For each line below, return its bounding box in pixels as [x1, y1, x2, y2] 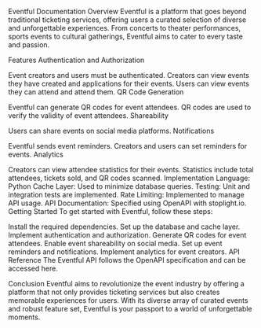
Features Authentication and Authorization [8, 55, 145, 64]
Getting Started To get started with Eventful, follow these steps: [8, 207, 213, 216]
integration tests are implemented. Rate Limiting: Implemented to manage [8, 190, 245, 199]
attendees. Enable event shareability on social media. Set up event [8, 239, 223, 248]
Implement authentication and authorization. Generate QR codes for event [8, 230, 247, 239]
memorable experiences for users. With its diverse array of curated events [8, 296, 248, 305]
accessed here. [8, 264, 59, 273]
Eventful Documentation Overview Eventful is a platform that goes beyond [8, 7, 247, 16]
